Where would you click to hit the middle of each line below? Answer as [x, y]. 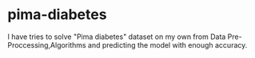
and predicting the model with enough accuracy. [167, 44]
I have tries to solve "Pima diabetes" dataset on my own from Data [117, 37]
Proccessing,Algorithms [47, 44]
